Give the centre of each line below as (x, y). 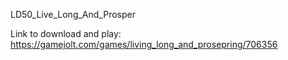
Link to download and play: (66, 33)
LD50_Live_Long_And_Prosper (73, 14)
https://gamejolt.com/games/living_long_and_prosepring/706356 (144, 44)
